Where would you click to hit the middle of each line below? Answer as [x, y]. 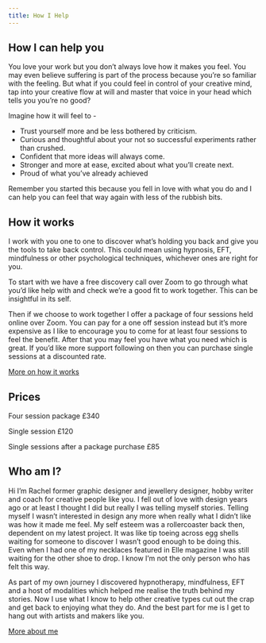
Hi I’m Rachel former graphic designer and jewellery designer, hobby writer [131, 491]
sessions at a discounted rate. [58, 356]
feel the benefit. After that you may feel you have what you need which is [128, 340]
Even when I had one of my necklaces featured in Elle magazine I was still [129, 549]
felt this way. [29, 566]
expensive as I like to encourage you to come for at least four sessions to [128, 331]
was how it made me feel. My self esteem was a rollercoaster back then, [127, 524]
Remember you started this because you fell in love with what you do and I [130, 189]
